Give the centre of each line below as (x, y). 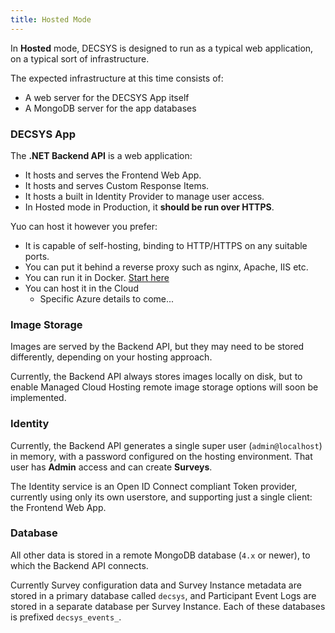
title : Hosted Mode (51, 19)
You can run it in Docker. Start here (97, 277)
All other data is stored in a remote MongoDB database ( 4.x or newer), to (160, 555)
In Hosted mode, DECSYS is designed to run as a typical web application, (162, 48)
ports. (37, 256)
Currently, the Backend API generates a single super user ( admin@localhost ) (166, 445)
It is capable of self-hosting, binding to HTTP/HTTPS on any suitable (166, 245)
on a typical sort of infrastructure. (80, 58)
